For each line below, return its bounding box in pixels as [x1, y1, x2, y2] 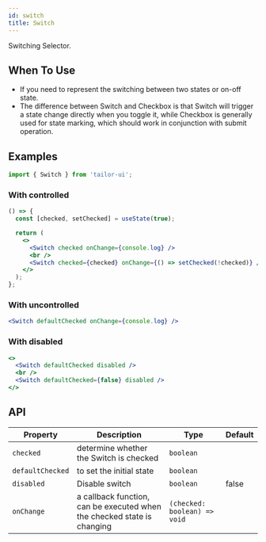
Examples [8, 150, 58, 163]
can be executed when [76, 501, 162, 512]
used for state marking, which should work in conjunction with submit [19, 118, 247, 128]
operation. [19, 127, 54, 136]
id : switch [8, 11, 44, 20]
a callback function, [76, 490, 150, 502]
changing [76, 521, 112, 532]
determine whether [76, 442, 148, 453]
